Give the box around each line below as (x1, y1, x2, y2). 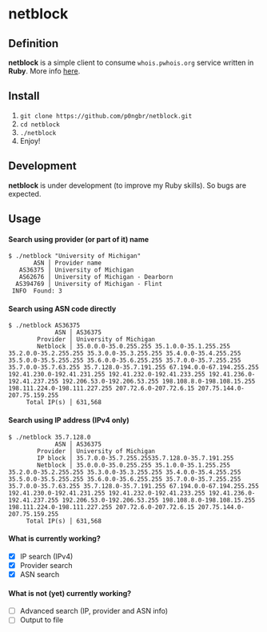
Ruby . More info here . (8, 66, 81, 76)
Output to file (19, 615, 64, 625)
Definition (8, 37, 58, 50)
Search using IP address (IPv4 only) (8, 415, 130, 425)
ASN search (19, 569, 60, 579)
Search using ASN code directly (8, 304, 117, 313)
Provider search (19, 560, 73, 570)
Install (8, 89, 40, 103)
